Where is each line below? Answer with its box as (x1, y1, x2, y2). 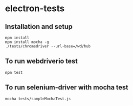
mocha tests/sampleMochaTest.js (5, 96, 71, 101)
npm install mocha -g (5, 40, 49, 44)
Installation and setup (5, 22, 73, 31)
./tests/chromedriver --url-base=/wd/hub (5, 44, 91, 49)
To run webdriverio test (5, 57, 78, 65)
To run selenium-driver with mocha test (5, 84, 129, 92)
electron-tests (5, 3, 65, 14)
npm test (5, 70, 23, 75)
